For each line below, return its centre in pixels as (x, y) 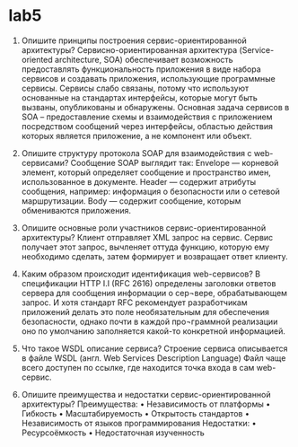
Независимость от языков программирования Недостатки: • (139, 423)
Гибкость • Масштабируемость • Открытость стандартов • (136, 413)
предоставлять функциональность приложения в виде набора (141, 69)
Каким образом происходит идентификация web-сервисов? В (141, 274)
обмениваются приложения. (76, 210)
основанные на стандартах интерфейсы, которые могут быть (139, 97)
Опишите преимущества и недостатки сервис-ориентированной (146, 394)
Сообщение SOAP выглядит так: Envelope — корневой (175, 162)
